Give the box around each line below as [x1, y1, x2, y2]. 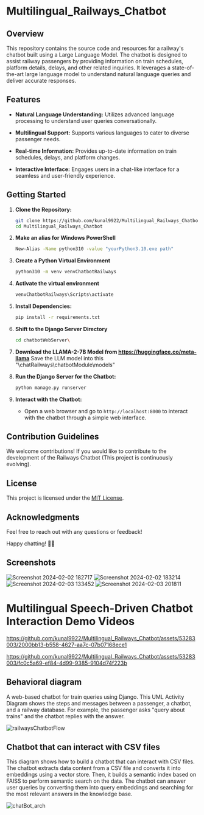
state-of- [171, 64, 195, 71]
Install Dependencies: [15, 303, 72, 310]
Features [6, 94, 41, 105]
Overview [6, 29, 44, 39]
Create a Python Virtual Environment [15, 257, 111, 264]
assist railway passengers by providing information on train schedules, [6, 58, 184, 65]
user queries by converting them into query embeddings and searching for [6, 784, 194, 791]
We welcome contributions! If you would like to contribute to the [6, 447, 167, 455]
